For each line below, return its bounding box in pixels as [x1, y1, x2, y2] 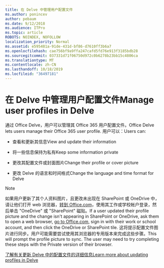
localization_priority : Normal [5, 39, 70, 44]
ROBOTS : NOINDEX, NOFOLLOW [5, 35, 61, 40]
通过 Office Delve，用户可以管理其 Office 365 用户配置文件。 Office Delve [5, 122, 155, 128]
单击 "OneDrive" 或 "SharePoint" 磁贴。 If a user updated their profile [9, 208, 149, 214]
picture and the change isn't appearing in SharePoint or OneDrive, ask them [5, 213, 160, 219]
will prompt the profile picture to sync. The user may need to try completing [5, 236, 159, 242]
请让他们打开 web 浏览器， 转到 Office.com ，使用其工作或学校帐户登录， [5, 201, 153, 207]
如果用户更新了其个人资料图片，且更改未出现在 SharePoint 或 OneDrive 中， [5, 195, 160, 201]
